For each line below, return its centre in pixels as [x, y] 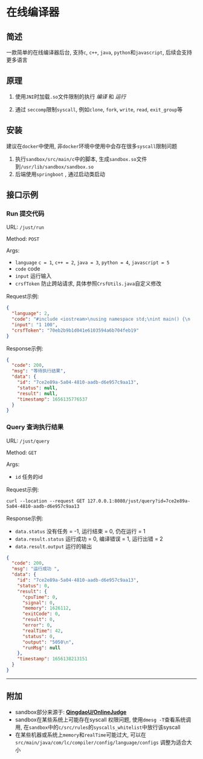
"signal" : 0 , [39, 603]
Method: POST [23, 239]
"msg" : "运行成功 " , [36, 569]
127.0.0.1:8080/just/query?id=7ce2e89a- [139, 501]
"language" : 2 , [31, 314]
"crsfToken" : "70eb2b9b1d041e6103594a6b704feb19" [75, 330]
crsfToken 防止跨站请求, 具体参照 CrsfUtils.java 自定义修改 [88, 284]
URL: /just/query [28, 441]
